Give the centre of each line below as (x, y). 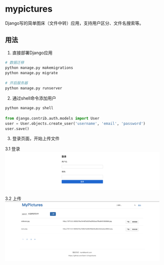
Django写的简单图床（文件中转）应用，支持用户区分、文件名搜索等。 (74, 23)
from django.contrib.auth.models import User (52, 118)
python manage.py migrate (31, 73)
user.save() (17, 129)
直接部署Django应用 (32, 53)
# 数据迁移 (15, 62)
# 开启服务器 (16, 83)
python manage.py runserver (34, 88)
